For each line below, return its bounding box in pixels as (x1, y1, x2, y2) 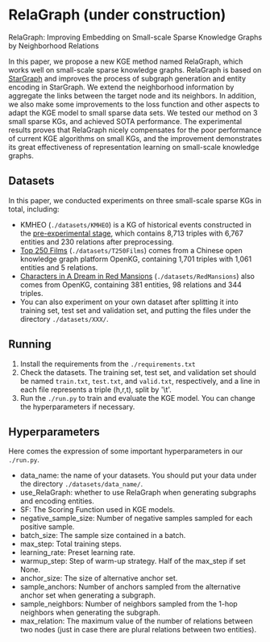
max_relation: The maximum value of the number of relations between (19, 616, 253, 626)
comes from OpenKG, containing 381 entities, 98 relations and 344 (19, 280, 242, 290)
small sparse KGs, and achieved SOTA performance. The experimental (8, 116, 243, 126)
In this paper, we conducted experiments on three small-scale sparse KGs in (8, 195, 262, 205)
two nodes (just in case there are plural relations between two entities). (19, 625, 256, 635)
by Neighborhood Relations (8, 40, 99, 50)
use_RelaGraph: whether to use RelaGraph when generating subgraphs (19, 488, 256, 498)
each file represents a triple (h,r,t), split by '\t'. (19, 385, 172, 394)
